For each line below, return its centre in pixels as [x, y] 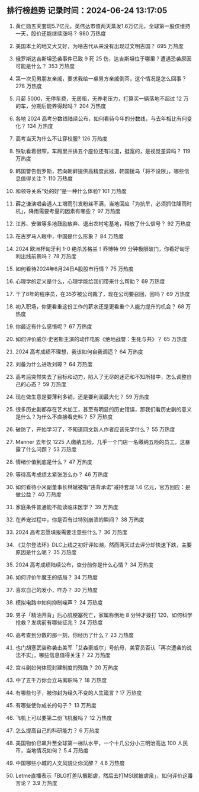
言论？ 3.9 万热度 [36, 783]
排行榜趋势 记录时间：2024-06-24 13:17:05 [87, 11]
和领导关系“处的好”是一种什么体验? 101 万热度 [71, 191]
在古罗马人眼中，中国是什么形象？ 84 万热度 [69, 236]
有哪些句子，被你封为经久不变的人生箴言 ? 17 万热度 [78, 693]
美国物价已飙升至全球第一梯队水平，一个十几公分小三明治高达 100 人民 [102, 743]
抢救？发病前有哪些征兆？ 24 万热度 [59, 622]
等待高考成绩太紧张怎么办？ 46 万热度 [62, 474]
